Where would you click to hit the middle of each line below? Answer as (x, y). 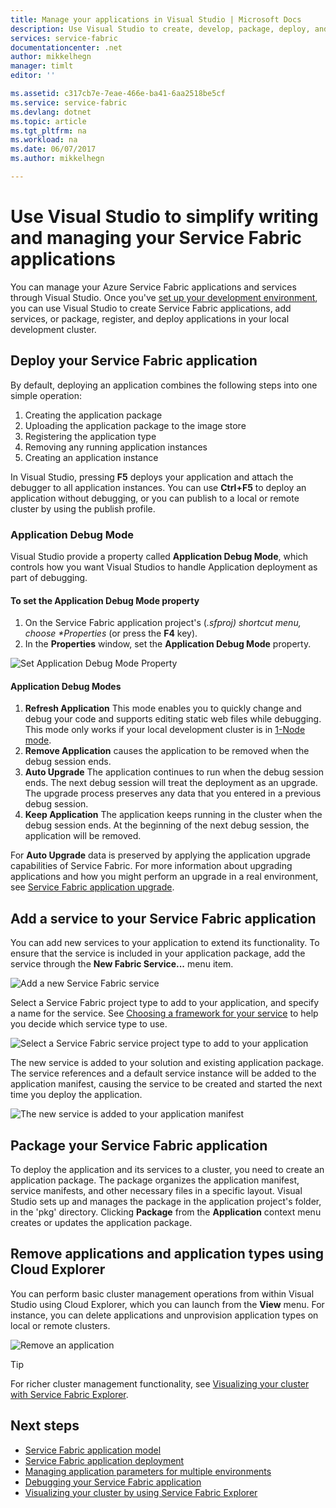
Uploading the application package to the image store (135, 425)
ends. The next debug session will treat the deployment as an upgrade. (171, 783)
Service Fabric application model (93, 1450)
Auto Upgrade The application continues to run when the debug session (174, 772)
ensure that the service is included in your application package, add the (158, 953)
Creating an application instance (91, 457)
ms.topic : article (48, 121)
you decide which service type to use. (89, 1024)
